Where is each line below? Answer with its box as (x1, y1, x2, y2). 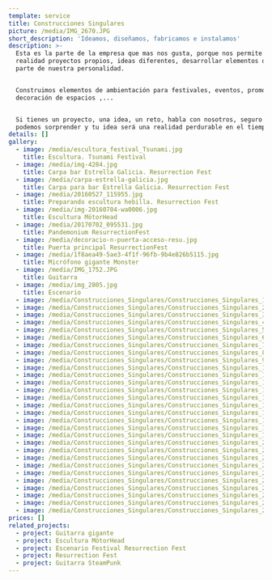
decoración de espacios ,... (15, 94, 114, 102)
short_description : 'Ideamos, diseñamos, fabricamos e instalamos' (8, 34, 241, 43)
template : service (8, 11, 70, 20)
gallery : (8, 138, 38, 146)
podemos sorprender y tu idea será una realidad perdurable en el (15, 123, 244, 131)
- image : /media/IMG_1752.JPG (15, 266, 117, 274)
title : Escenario (23, 288, 82, 296)
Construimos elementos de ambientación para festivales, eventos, (15, 86, 244, 94)
